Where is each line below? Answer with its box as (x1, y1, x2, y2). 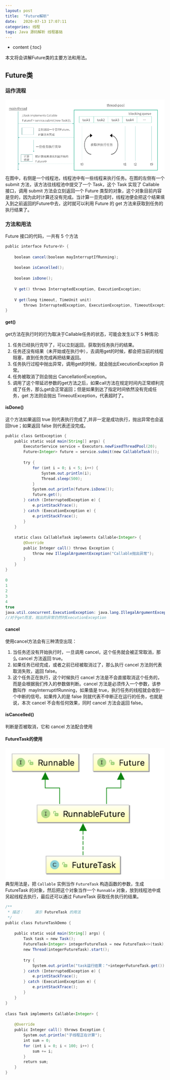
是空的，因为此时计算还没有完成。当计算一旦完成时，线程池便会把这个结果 (5, 194, 160, 200)
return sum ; (23, 1059, 49, 1065)
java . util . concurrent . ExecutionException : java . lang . (5, 610, 121, 615)
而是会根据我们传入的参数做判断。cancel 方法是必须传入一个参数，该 (12, 680, 157, 687)
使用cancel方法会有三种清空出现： (5, 638, 77, 644)
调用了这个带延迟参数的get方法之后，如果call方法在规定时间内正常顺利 (12, 379, 160, 386)
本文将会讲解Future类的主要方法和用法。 (5, 55, 90, 61)
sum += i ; (32, 1049, 53, 1054)
